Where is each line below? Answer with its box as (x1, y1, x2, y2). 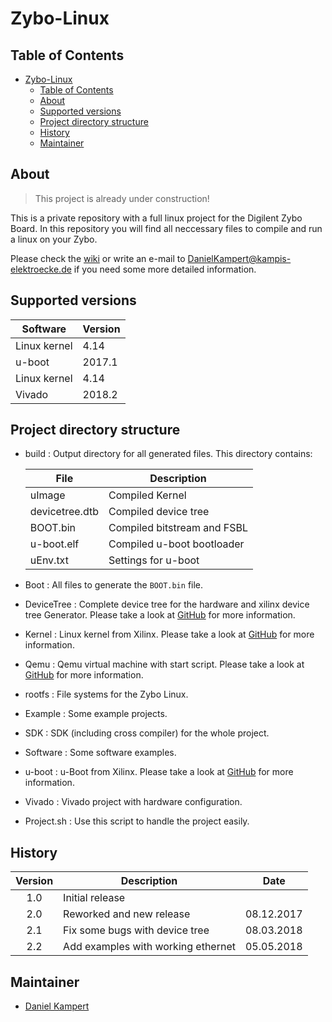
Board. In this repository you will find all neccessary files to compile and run (10, 222, 323, 234)
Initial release (63, 891, 126, 905)
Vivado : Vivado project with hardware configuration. (24, 796, 243, 808)
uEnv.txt (29, 553, 69, 567)
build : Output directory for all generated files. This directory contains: (24, 448, 313, 460)
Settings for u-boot (108, 553, 200, 567)
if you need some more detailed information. (73, 263, 257, 275)
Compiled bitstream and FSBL (108, 521, 248, 535)
